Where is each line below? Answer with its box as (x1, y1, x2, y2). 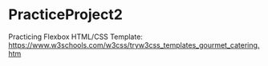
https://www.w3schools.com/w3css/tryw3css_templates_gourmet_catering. (8, 40, 260, 49)
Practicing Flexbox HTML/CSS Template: (8, 32, 143, 41)
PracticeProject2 (8, 6, 123, 24)
